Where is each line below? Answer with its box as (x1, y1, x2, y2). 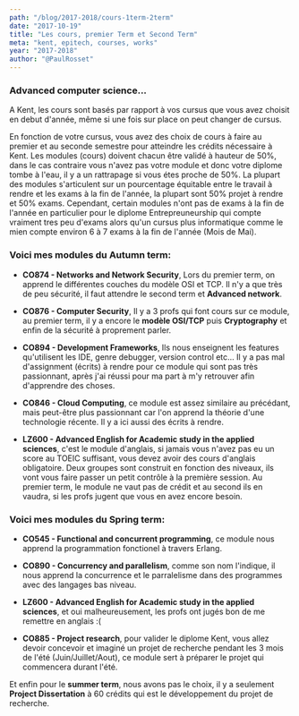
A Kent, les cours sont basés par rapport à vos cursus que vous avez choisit (9, 105, 290, 115)
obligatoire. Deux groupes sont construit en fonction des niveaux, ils (21, 462, 275, 473)
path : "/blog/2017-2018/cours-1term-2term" (9, 13, 175, 22)
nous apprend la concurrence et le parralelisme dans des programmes (21, 569, 283, 580)
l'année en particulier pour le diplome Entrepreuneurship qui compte (9, 208, 261, 218)
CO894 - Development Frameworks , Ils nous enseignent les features (21, 342, 279, 353)
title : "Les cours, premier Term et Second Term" (9, 30, 199, 38)
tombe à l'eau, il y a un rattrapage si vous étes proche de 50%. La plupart (9, 169, 280, 180)
